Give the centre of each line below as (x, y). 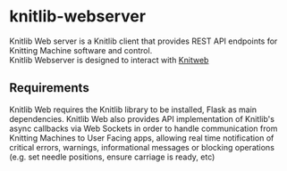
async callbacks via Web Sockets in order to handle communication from (143, 128)
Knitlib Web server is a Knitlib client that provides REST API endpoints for (143, 41)
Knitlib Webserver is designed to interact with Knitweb (109, 60)
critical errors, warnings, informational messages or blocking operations (142, 147)
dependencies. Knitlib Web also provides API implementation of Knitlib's (142, 118)
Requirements (49, 88)
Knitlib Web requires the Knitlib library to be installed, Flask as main (133, 110)
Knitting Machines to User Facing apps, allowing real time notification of (142, 138)
